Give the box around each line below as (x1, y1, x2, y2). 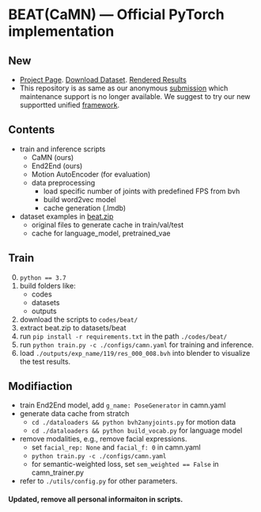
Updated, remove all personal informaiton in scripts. (8, 495, 183, 504)
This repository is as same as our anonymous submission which (19, 83, 229, 93)
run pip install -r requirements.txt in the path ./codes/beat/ (19, 331, 228, 341)
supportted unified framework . (19, 101, 120, 109)
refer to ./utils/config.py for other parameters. (19, 476, 178, 486)
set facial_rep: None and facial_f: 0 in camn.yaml (31, 442, 201, 453)
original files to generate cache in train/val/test (31, 220, 184, 229)
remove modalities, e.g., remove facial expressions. (19, 434, 187, 444)
